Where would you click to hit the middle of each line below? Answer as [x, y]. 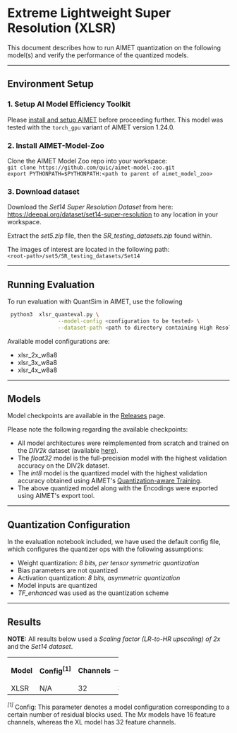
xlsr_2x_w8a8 [37, 354]
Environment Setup [50, 84]
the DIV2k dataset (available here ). [68, 451]
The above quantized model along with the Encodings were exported [118, 488]
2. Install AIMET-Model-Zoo [56, 145]
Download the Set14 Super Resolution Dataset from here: [90, 207]
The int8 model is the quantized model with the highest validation [113, 473]
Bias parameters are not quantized [68, 570]
